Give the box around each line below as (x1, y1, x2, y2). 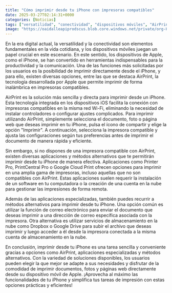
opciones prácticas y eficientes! (5, 282, 73, 288)
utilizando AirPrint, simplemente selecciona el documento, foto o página (5, 116, 157, 122)
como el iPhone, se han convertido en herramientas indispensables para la (5, 57, 163, 63)
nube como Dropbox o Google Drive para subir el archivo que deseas (5, 223, 152, 229)
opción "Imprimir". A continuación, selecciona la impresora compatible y (5, 127, 158, 133)
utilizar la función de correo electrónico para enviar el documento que (5, 207, 153, 213)
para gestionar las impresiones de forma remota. (5, 186, 109, 192)
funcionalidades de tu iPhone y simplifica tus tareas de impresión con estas (5, 277, 165, 283)
